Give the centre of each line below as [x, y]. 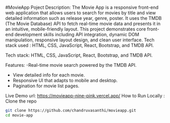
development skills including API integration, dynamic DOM [77, 34]
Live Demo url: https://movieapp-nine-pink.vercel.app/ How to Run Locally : [85, 96]
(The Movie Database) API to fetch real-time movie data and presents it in [83, 23]
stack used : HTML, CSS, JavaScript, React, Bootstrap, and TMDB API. [80, 45]
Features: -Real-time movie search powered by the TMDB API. [71, 65]
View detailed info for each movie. [49, 75]
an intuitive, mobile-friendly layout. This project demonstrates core [76, 29]
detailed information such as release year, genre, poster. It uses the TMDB [84, 18]
